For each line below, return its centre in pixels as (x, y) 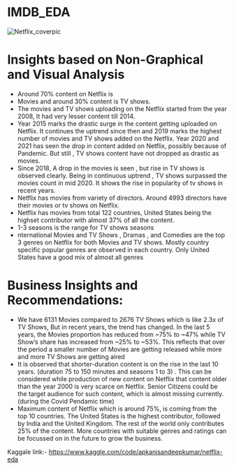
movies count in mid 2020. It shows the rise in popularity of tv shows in (120, 183)
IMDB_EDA (39, 12)
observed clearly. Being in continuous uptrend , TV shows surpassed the (122, 175)
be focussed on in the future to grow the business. (90, 438)
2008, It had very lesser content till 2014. (76, 116)
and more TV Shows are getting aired (71, 356)
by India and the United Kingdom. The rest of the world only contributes (121, 423)
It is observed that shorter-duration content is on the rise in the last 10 (118, 364)
